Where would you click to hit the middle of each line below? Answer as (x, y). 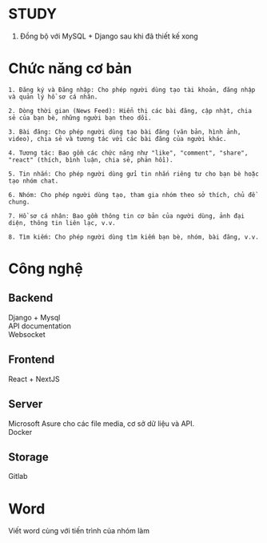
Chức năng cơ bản (70, 68)
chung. (19, 202)
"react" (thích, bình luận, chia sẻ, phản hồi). (91, 160)
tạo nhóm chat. (34, 181)
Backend (31, 298)
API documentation (40, 326)
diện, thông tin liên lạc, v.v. (62, 223)
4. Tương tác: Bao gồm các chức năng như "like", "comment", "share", (128, 153)
